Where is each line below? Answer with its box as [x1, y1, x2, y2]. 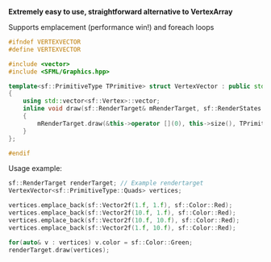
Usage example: [8, 164, 63, 173]
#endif [8, 149, 31, 157]
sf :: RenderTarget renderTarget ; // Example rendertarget [8, 179, 204, 188]
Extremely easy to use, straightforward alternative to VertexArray [8, 7, 233, 16]
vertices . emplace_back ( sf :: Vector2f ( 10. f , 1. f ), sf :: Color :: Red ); [8, 209, 236, 217]
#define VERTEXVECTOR [8, 45, 81, 53]
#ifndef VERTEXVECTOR [8, 38, 81, 46]
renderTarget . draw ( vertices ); [8, 246, 110, 254]
